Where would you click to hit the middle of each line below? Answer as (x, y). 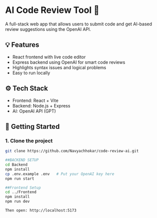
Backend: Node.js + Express (41, 106)
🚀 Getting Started (33, 126)
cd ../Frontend (21, 192)
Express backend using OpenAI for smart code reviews (69, 62)
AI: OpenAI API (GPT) (34, 111)
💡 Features (22, 45)
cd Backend (16, 165)
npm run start (20, 179)
